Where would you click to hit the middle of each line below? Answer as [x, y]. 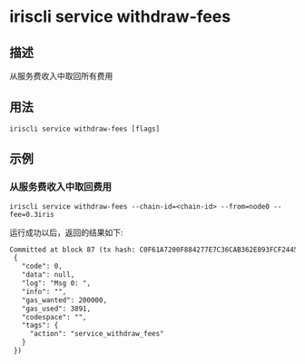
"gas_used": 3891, [56, 309]
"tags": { [40, 325]
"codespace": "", [54, 317]
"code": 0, [42, 266]
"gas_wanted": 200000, [64, 300]
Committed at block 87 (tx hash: [73, 250]
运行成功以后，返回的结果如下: [67, 232]
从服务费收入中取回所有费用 [61, 76]
